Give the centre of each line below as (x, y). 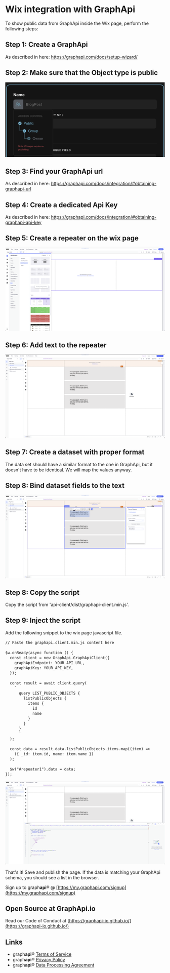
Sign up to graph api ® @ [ (32, 887)
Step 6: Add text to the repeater (56, 345)
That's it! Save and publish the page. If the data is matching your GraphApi (83, 872)
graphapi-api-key (24, 222)
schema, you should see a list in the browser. (52, 877)
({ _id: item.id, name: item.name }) (54, 754)
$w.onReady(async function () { (39, 653)
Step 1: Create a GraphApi (47, 45)
